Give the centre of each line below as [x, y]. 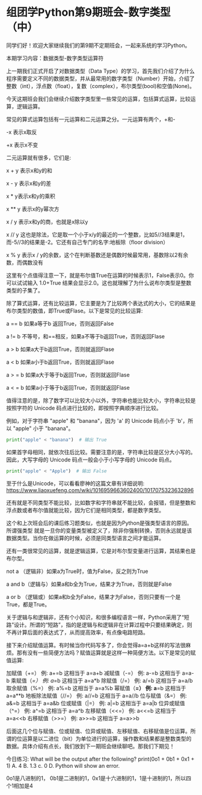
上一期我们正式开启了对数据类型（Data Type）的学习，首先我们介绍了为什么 [101, 71]
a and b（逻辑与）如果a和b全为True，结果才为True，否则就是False [89, 584]
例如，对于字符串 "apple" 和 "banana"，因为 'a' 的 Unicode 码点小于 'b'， [97, 420]
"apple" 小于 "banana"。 [43, 428]
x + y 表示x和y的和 [29, 170]
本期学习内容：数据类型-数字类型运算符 [55, 58]
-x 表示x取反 [22, 132]
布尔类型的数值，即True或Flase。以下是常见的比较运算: [75, 311]
